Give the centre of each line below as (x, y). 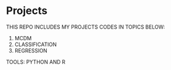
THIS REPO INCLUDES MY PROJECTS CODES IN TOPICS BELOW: (85, 27)
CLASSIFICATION (35, 44)
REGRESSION (31, 50)
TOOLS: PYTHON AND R (36, 62)
